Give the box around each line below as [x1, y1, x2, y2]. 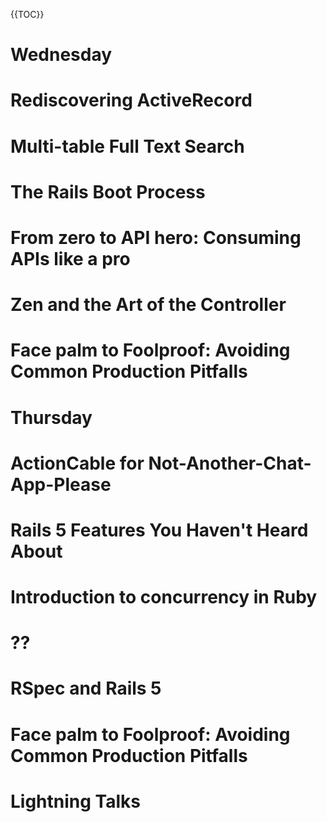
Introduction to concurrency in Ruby [10, 586, 318, 609]
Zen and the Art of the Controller [10, 294, 287, 316]
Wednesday [10, 44, 113, 66]
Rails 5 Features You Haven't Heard [10, 519, 309, 541]
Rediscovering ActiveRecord [10, 89, 253, 112]
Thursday [10, 406, 93, 429]
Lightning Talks [10, 790, 141, 813]
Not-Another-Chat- [148, 452, 312, 474]
